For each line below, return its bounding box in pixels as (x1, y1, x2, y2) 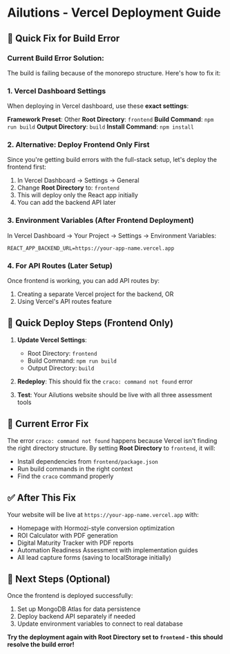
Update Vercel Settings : (17, 336, 88, 344)
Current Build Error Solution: (7, 53, 105, 63)
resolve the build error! (7, 640, 75, 648)
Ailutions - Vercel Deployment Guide (7, 5, 221, 21)
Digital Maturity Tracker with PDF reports (17, 538, 134, 547)
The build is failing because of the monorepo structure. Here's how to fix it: (7, 69, 221, 77)
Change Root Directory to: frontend (17, 183, 119, 192)
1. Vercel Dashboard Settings (7, 86, 106, 96)
